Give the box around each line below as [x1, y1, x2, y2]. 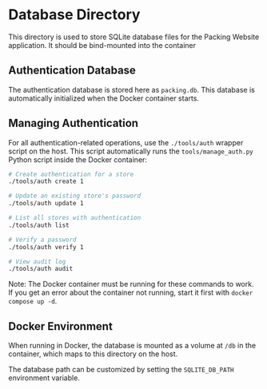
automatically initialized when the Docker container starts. [8, 93, 200, 103]
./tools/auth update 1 [8, 200, 84, 208]
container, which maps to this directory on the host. [8, 349, 178, 359]
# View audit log [8, 257, 66, 265]
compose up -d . [8, 296, 58, 306]
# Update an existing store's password [8, 192, 141, 200]
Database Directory [8, 6, 141, 24]
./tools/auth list [8, 221, 70, 229]
